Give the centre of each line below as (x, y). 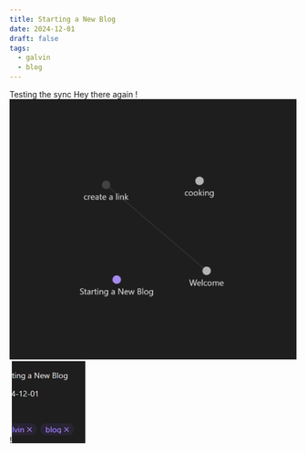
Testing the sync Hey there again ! (74, 94)
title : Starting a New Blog (63, 19)
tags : (20, 48)
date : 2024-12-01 (42, 29)
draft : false (34, 38)
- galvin (34, 58)
